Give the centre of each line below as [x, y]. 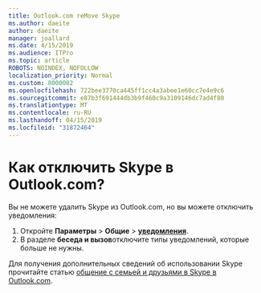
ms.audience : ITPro [41, 53]
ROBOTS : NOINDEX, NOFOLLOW [53, 68]
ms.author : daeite [39, 23]
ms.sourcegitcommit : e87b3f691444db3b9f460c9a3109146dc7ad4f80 [116, 98]
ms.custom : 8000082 [41, 83]
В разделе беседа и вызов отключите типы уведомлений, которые [135, 239]
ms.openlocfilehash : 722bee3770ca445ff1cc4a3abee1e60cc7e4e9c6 [116, 90]
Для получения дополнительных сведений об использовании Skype [126, 263]
